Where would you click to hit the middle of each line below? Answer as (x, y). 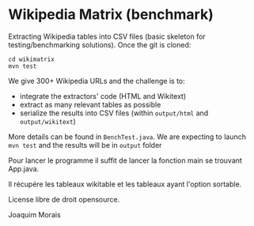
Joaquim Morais (34, 214)
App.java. (24, 168)
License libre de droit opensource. (64, 199)
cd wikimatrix (32, 59)
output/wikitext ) (48, 121)
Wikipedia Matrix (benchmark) (111, 15)
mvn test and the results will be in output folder (85, 145)
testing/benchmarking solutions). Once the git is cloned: (100, 44)
